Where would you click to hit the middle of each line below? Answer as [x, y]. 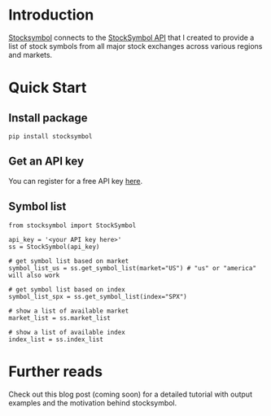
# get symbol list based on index [67, 289]
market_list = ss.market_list [60, 318]
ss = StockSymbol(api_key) [54, 247]
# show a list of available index [67, 332]
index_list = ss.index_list [56, 339]
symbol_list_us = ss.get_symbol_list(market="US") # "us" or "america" [132, 268]
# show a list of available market [69, 311]
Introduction [51, 15]
